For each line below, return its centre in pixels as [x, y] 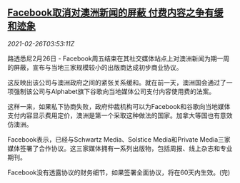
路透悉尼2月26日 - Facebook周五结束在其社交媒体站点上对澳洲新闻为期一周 [119, 58]
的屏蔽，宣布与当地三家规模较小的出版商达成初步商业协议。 [95, 67]
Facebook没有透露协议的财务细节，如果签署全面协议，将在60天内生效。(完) [119, 172]
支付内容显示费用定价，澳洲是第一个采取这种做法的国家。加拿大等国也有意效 [120, 115]
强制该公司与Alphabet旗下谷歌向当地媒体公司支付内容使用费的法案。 [114, 91]
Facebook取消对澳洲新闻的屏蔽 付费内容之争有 [111, 13]
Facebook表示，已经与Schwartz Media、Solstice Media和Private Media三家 [119, 139]
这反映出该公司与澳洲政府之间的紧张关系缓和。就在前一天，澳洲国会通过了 [117, 82]
